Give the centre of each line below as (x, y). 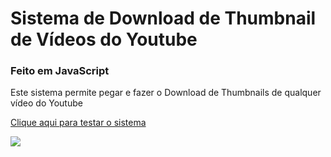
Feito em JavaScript (60, 71)
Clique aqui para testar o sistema (78, 123)
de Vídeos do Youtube (104, 39)
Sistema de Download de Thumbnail (163, 18)
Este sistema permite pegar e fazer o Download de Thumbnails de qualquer (166, 93)
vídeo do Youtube (46, 103)
